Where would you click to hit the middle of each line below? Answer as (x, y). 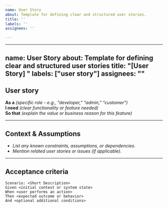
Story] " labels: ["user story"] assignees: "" (75, 73)
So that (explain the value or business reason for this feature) (69, 113)
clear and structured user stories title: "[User (77, 66)
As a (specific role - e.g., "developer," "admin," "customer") (66, 103)
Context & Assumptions (43, 134)
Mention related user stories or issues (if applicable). (67, 151)
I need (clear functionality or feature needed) (52, 108)
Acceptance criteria (37, 172)
